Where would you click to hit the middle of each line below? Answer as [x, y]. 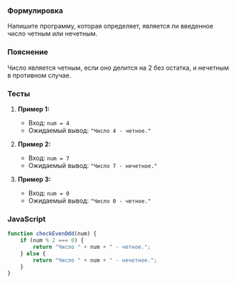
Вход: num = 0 [49, 193]
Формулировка [36, 11]
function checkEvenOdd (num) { [52, 234]
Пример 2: [34, 144]
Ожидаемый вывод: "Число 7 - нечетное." [93, 165]
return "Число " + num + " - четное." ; [92, 247]
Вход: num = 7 [49, 158]
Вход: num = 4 [49, 122]
